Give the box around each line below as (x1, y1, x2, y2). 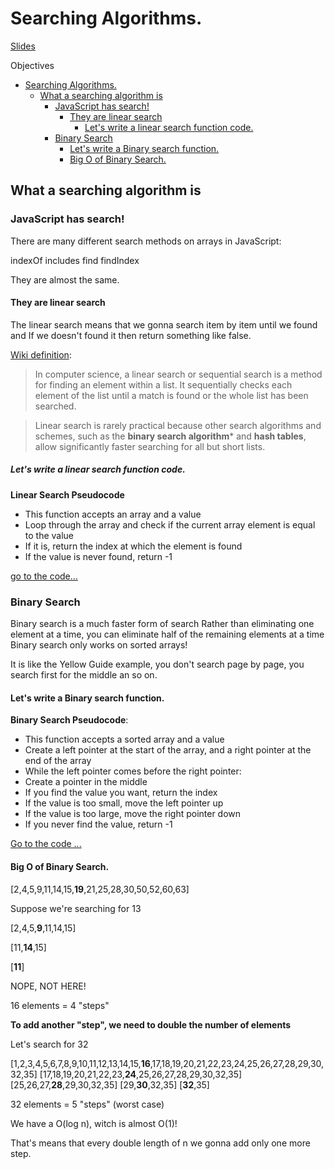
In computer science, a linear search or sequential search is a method (34, 368, 323, 380)
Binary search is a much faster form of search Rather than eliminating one (10, 618, 315, 630)
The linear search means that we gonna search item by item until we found (10, 318, 318, 331)
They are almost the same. (10, 273, 120, 286)
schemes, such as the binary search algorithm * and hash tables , (34, 430, 307, 442)
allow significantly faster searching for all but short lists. (34, 440, 266, 452)
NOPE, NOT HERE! (10, 980, 87, 992)
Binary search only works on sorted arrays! (10, 639, 188, 651)
